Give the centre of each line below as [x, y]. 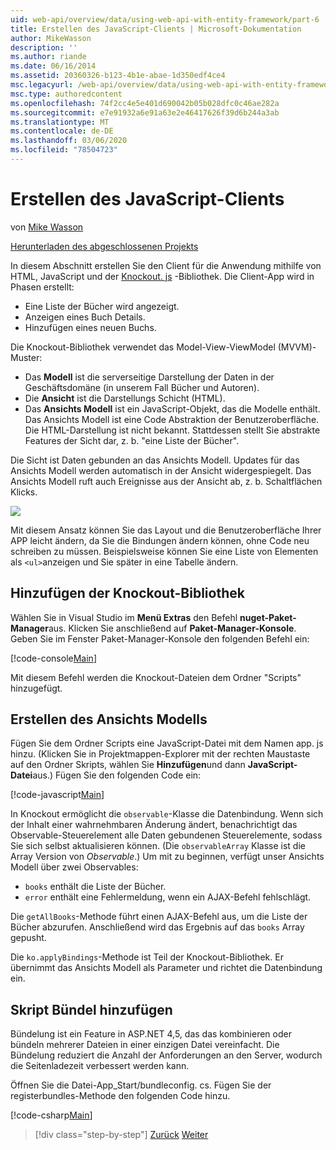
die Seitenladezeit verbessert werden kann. [100, 1066]
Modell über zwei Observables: [74, 867]
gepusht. [28, 938]
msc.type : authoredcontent [66, 94]
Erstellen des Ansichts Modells [109, 719]
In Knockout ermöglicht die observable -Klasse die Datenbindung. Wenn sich [167, 814]
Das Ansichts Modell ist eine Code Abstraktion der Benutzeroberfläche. [172, 419]
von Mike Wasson [47, 227]
